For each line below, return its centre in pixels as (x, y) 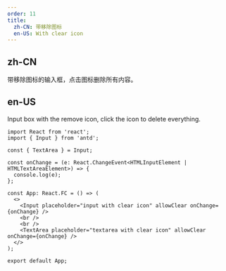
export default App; (38, 260)
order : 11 (22, 14)
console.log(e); (37, 175)
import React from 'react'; (49, 132)
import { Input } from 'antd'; (53, 138)
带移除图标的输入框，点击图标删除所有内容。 (72, 80)
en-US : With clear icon (48, 33)
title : (17, 20)
